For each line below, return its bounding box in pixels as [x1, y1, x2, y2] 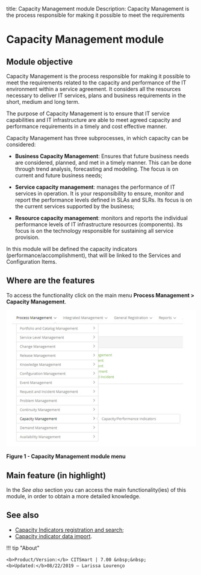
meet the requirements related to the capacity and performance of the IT [6, 79, 187, 86]
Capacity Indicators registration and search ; [14, 526, 125, 533]
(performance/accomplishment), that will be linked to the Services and [6, 252, 181, 259]
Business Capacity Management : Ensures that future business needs [14, 153, 190, 159]
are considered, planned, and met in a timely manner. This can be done [14, 159, 191, 166]
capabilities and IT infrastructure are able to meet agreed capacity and [6, 116, 182, 123]
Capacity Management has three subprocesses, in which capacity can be [6, 135, 189, 141]
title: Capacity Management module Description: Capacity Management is [6, 5, 190, 12]
